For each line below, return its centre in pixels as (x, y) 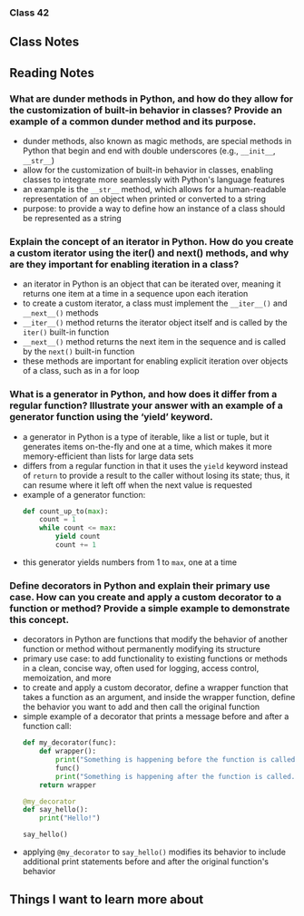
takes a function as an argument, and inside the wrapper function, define (159, 697)
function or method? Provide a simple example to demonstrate (150, 608)
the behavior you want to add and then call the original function (141, 707)
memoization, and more (67, 678)
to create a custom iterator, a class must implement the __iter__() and (155, 303)
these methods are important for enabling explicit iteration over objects (155, 361)
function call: (47, 726)
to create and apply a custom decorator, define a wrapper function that (155, 687)
